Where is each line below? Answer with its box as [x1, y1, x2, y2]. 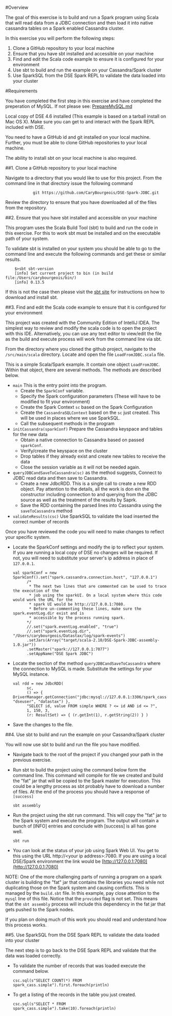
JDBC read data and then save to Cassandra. [12, 475, 108, 481]
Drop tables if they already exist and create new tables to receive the [20, 453, 166, 459]
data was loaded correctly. [5, 953, 61, 958]
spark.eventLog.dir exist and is [12, 611, 84, 616]
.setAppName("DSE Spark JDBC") [26, 651, 94, 656]
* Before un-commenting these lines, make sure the [29, 606, 142, 611]
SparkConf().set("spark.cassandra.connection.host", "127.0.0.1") [12, 575, 158, 580]
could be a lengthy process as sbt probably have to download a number [12, 783, 165, 789]
